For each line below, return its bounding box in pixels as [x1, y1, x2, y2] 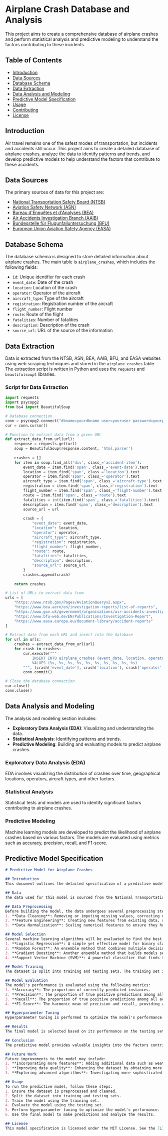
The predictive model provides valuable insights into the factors [5, 1043, 149, 1048]
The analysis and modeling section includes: [5, 715, 97, 721]
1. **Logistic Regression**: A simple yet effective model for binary [5, 941, 155, 946]
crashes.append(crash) [23, 572, 70, 577]
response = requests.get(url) [14, 441, 77, 447]
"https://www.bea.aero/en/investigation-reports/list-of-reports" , [14, 604, 157, 610]
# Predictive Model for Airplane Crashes [5, 868, 93, 873]
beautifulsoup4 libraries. [5, 371, 56, 377]
